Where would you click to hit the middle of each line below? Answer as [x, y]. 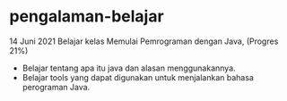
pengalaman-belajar [87, 17]
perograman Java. [56, 87]
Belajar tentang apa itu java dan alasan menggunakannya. [129, 68]
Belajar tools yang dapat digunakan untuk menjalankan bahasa [138, 77]
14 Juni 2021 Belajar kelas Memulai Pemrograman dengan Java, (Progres [144, 41]
